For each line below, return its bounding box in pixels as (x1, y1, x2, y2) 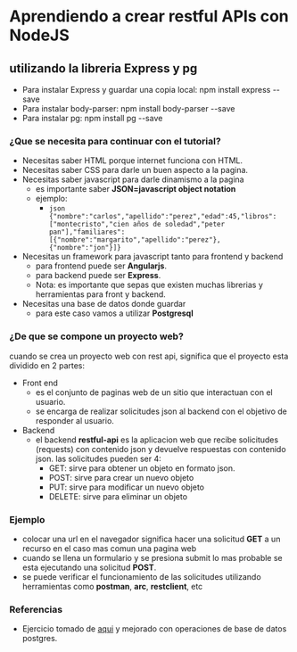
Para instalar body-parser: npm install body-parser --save (21, 103, 235, 113)
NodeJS (9, 25, 70, 45)
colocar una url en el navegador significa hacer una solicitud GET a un (21, 533, 281, 544)
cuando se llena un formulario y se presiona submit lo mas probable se (21, 552, 283, 563)
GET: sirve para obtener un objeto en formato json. (48, 462, 235, 474)
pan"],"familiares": (48, 227, 126, 237)
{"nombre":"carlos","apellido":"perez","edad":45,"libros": (48, 212, 277, 221)
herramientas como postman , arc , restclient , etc (21, 581, 203, 591)
